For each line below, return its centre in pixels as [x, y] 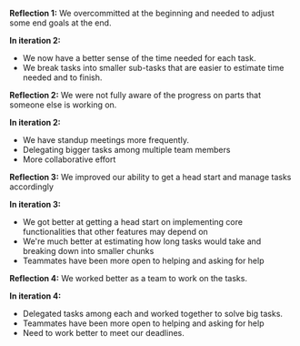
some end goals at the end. [60, 23]
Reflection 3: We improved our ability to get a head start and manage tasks [150, 177]
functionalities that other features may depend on [115, 232]
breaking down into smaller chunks [88, 251]
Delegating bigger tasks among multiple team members [126, 150]
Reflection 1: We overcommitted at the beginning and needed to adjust [142, 13]
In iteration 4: [35, 296]
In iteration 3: [35, 204]
